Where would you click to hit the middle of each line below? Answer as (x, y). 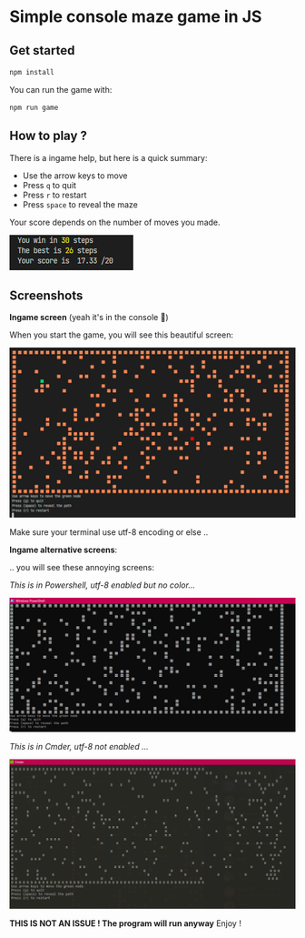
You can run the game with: (61, 89)
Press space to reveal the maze (80, 204)
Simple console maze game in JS (136, 17)
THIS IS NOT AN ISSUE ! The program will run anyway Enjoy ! (126, 923)
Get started (42, 50)
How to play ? (49, 136)
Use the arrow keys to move (75, 176)
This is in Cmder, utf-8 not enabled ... (79, 747)
